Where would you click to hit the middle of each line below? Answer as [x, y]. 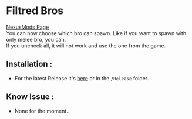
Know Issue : [30, 97]
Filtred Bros [35, 11]
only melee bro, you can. [36, 39]
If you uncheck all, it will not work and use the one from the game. [86, 46]
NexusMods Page [28, 27]
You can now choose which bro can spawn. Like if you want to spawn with [96, 33]
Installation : [29, 64]
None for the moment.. [42, 111]
